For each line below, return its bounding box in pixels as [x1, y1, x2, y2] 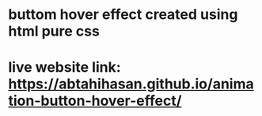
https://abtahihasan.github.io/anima [8, 75, 255, 93]
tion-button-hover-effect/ [8, 92, 182, 110]
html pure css [8, 22, 101, 40]
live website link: [8, 58, 121, 77]
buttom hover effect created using [8, 6, 238, 24]
